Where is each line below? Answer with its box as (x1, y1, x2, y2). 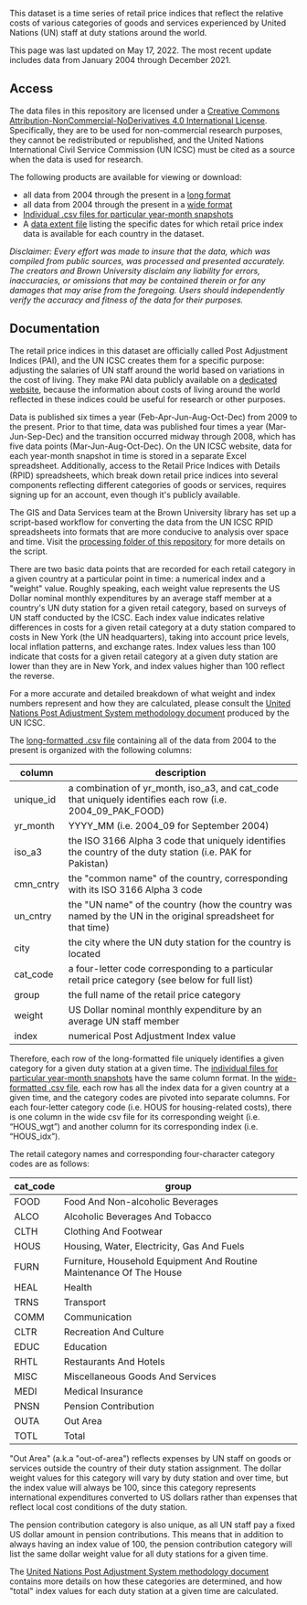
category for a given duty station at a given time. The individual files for (9, 1062, 279, 1073)
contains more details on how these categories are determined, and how (9, 1576, 283, 1587)
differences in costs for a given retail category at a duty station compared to (9, 622, 296, 632)
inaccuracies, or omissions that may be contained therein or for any (9, 274, 267, 286)
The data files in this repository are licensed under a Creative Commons (9, 105, 281, 116)
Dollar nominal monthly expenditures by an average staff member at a (9, 592, 272, 603)
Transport (63, 1295, 107, 1308)
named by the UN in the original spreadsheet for (68, 909, 275, 922)
